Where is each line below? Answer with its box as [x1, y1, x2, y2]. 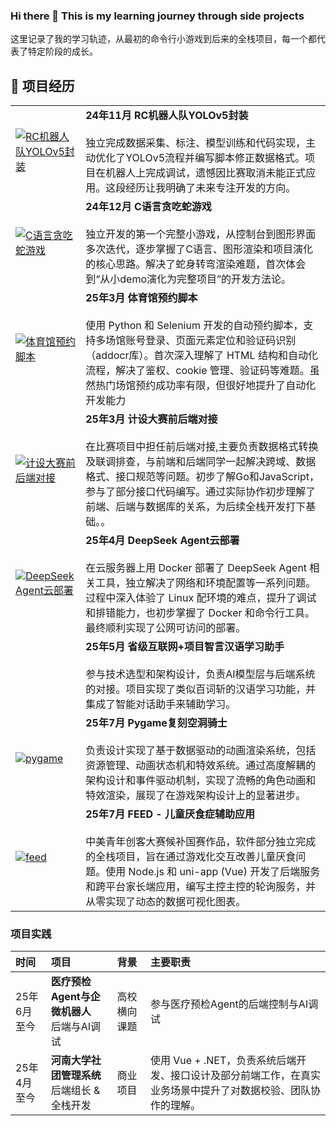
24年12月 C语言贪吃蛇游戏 [85, 200, 212, 214]
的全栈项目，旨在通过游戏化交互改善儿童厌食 [85, 850, 297, 864]
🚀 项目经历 [10, 77, 75, 94]
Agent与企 [50, 990, 101, 1004]
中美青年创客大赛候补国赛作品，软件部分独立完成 [85, 835, 317, 849]
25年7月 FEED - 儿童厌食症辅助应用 [85, 807, 255, 821]
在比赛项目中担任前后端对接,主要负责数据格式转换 [85, 440, 319, 454]
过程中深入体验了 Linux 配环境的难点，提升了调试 [85, 591, 317, 605]
